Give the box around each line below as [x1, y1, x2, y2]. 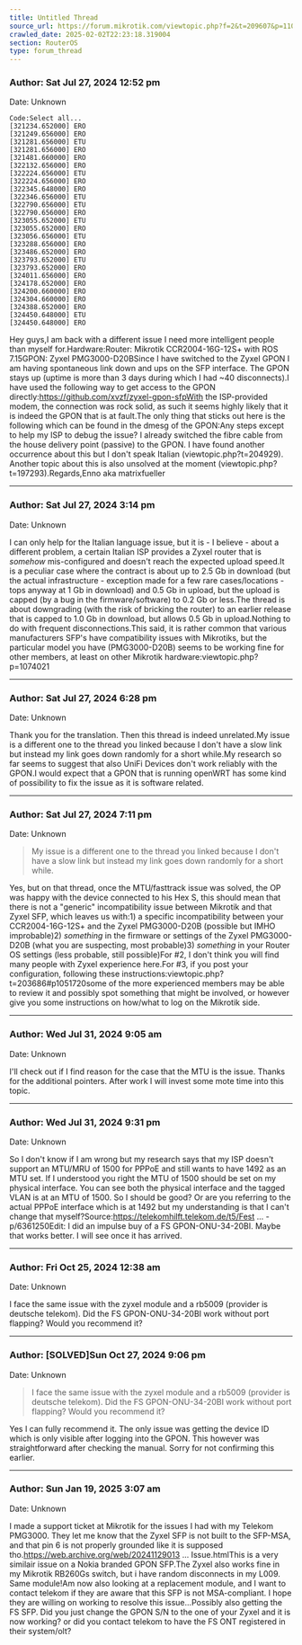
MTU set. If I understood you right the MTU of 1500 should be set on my [9, 1172, 277, 1183]
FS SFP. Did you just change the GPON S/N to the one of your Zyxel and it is [9, 1606, 291, 1617]
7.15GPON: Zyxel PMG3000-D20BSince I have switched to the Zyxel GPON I [9, 353, 290, 364]
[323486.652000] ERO [9, 248, 87, 257]
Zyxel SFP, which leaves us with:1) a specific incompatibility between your [9, 911, 284, 922]
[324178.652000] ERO [9, 280, 87, 289]
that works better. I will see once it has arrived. [9, 1230, 182, 1240]
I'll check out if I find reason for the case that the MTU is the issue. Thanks [9, 1066, 286, 1077]
